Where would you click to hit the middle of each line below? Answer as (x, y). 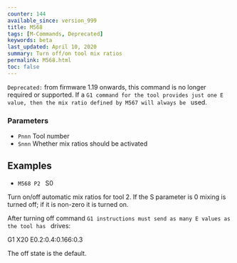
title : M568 (25, 27)
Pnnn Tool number (43, 136)
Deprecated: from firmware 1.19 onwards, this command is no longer (107, 87)
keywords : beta (30, 41)
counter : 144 (27, 14)
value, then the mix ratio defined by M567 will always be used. (107, 102)
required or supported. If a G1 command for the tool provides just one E (116, 95)
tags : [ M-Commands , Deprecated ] (55, 34)
